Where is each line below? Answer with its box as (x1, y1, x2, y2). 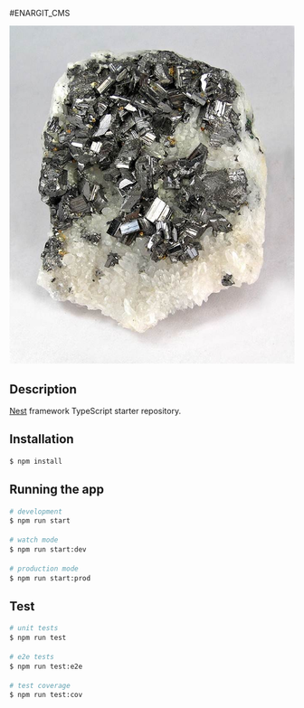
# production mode (9, 564, 79, 573)
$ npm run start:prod (9, 573, 91, 582)
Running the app (9, 482, 104, 497)
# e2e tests (9, 652, 54, 661)
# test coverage (9, 681, 71, 690)
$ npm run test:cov (9, 691, 83, 700)
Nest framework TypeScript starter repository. (9, 406, 182, 417)
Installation (9, 431, 74, 447)
